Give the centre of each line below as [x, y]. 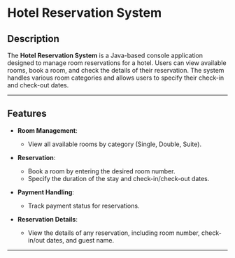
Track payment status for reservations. [84, 206]
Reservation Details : [48, 219]
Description [33, 39]
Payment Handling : [46, 192]
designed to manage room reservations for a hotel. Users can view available [117, 63]
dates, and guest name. [80, 240]
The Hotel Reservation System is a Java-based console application [105, 55]
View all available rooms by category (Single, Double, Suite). [114, 144]
